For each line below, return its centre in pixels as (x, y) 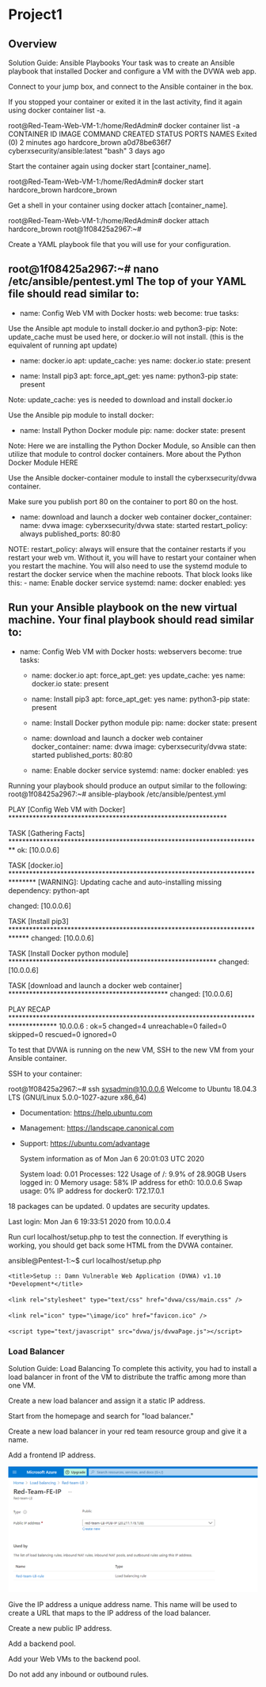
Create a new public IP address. (60, 1628)
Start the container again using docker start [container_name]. (110, 166)
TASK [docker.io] (36, 865)
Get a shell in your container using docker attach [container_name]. (118, 205)
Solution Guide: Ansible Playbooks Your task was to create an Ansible (122, 63)
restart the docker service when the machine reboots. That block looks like (130, 574)
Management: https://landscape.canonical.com (97, 1128)
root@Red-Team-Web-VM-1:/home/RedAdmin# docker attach (109, 220)
